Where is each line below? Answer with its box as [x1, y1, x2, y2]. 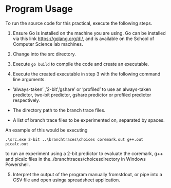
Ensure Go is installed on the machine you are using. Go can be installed [12, 30, 166, 36]
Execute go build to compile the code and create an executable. [12, 61, 149, 67]
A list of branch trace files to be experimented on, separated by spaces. [12, 117, 165, 123]
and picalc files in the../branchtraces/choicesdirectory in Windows [5, 156, 146, 162]
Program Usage [5, 3, 73, 15]
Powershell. [5, 161, 30, 167]
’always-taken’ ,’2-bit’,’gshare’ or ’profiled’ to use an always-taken [12, 86, 151, 92]
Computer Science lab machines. [12, 41, 83, 47]
